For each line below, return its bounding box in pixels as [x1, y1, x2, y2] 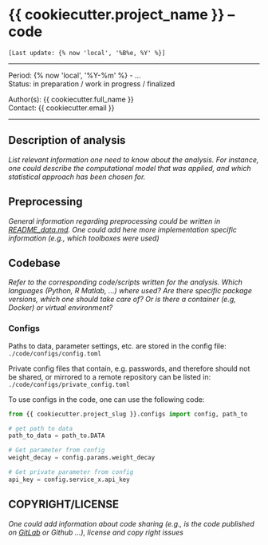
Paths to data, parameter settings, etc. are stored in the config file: [8, 341, 227, 351]
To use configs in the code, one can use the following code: [8, 394, 205, 404]
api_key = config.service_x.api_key [8, 475, 130, 483]
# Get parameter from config [8, 446, 105, 455]
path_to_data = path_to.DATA [8, 432, 105, 440]
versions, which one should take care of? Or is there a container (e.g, [8, 294, 237, 304]
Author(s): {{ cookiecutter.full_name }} [8, 94, 134, 104]
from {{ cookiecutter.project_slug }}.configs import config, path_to [8, 410, 248, 418]
